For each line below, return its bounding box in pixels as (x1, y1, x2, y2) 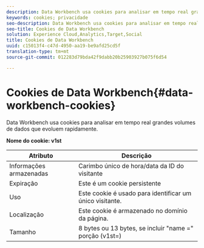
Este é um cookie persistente (78, 179, 161, 187)
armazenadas (9, 169, 49, 177)
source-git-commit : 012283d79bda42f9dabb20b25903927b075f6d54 (6, 54, 167, 60)
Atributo (29, 151, 53, 160)
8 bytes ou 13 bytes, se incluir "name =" (78, 224, 194, 232)
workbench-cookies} (6, 98, 116, 112)
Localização (9, 210, 44, 219)
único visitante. (78, 196, 122, 205)
